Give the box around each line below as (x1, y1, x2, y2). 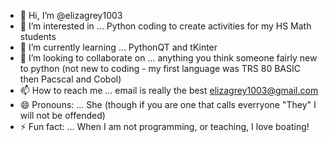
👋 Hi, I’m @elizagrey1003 (19, 10, 123, 21)
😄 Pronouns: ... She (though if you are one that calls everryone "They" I (19, 99, 317, 110)
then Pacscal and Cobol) (19, 73, 122, 85)
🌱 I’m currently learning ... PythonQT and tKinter (19, 41, 218, 53)
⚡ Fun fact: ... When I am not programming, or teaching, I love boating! (19, 121, 310, 132)
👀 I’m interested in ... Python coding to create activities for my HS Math (19, 20, 312, 32)
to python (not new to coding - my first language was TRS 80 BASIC (19, 63, 301, 74)
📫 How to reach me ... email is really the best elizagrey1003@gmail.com (19, 85, 319, 96)
